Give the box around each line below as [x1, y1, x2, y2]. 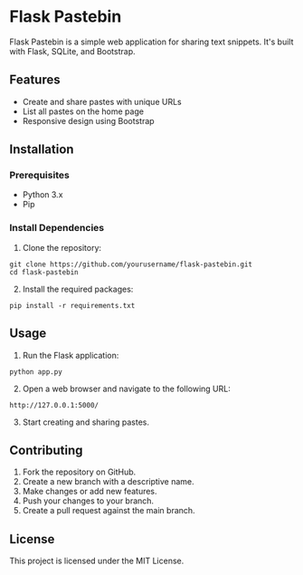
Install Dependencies [9, 222, 105, 235]
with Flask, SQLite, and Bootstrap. [9, 45, 136, 56]
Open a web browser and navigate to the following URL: [22, 383, 231, 394]
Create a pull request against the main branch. [22, 505, 196, 516]
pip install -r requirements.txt [9, 301, 136, 310]
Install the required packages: [22, 283, 134, 294]
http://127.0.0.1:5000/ [9, 400, 99, 409]
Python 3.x [22, 189, 63, 200]
